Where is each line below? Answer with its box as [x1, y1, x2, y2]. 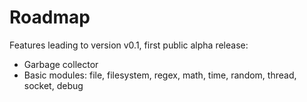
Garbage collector [23, 58, 99, 70]
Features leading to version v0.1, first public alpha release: [9, 39, 249, 51]
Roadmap [9, 6, 91, 29]
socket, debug [23, 79, 84, 91]
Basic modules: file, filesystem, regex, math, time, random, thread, [23, 69, 297, 81]
